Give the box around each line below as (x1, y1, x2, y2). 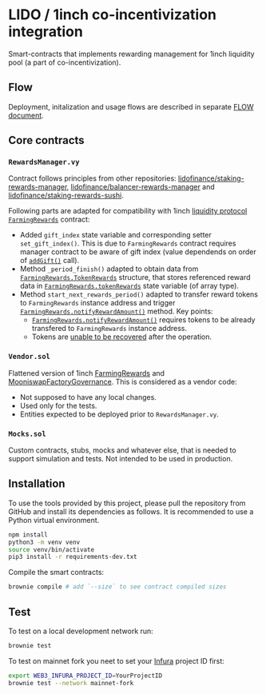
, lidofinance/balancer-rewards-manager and (66, 182, 216, 192)
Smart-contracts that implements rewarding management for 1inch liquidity (8, 49, 255, 58)
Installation (8, 477, 66, 491)
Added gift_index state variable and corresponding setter (19, 230, 212, 240)
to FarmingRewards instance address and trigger (19, 298, 176, 308)
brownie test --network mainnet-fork (8, 679, 134, 687)
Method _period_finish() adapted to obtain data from (19, 264, 199, 273)
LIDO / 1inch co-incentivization (8, 6, 217, 24)
